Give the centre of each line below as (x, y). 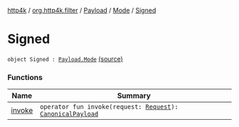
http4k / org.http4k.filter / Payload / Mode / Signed (82, 10)
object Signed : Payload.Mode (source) (65, 59)
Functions (25, 77)
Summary (134, 96)
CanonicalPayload (69, 114)
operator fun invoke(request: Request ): (110, 107)
